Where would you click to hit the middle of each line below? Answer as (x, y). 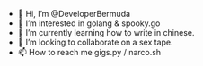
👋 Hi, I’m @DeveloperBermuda (74, 14)
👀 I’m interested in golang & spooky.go (89, 23)
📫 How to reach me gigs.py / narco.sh (89, 52)
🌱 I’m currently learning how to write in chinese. (106, 33)
